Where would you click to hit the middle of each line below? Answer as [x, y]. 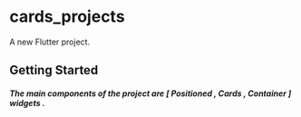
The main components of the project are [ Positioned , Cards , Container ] [150, 93]
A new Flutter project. [50, 42]
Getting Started [54, 70]
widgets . [27, 102]
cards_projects [67, 17]
